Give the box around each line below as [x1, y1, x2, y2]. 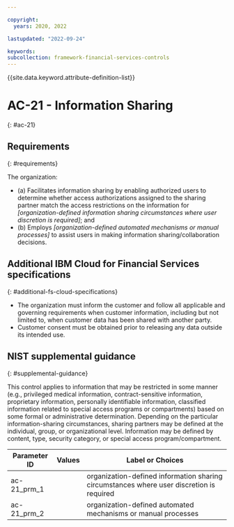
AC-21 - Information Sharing [7, 98, 173, 113]
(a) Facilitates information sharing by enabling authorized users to [17, 186, 207, 195]
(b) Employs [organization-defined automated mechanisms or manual [17, 223, 219, 232]
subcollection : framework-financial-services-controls [7, 54, 170, 61]
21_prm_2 [10, 508, 45, 518]
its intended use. [17, 330, 65, 339]
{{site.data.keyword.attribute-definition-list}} [7, 74, 136, 82]
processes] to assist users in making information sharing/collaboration [17, 230, 219, 238]
